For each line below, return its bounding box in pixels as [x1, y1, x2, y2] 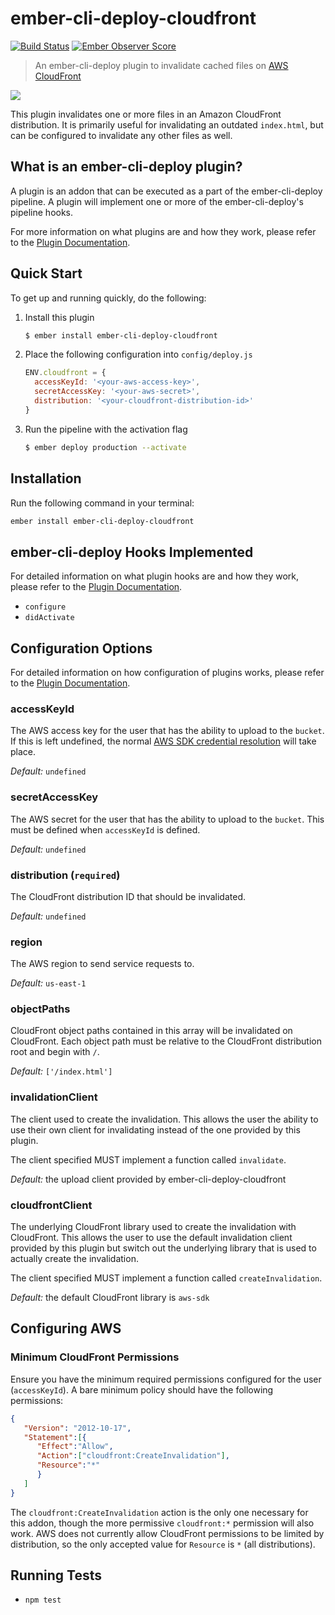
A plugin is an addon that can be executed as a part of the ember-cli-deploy [10, 185, 323, 197]
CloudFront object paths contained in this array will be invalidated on [10, 1025, 293, 1037]
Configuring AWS [10, 1320, 122, 1337]
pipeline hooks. [10, 206, 74, 218]
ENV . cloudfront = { [24, 368, 107, 378]
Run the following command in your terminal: [10, 497, 195, 509]
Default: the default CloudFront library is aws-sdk [10, 1292, 210, 1304]
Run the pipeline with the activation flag [24, 423, 188, 435]
